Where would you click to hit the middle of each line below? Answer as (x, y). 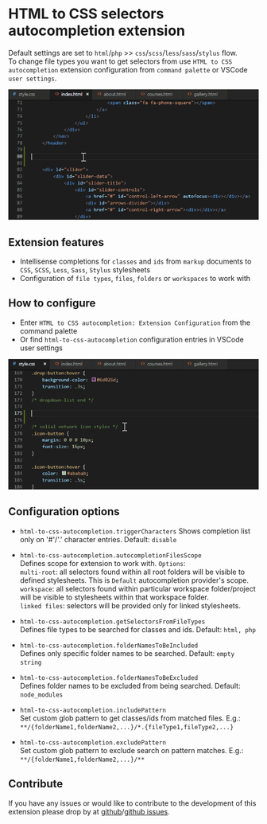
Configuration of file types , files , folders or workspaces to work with (135, 278)
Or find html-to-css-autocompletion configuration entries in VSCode (132, 339)
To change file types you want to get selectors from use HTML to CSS (120, 61)
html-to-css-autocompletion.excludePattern (93, 742)
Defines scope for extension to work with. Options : (103, 563)
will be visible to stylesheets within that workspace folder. (114, 597)
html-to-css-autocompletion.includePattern (93, 710)
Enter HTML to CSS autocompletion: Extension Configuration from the (135, 322)
